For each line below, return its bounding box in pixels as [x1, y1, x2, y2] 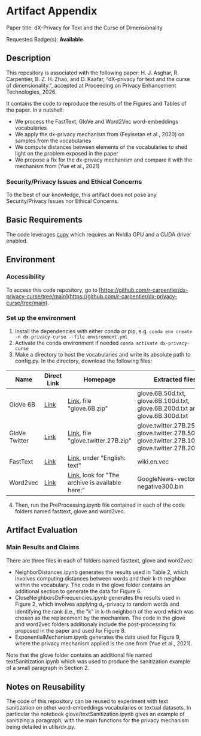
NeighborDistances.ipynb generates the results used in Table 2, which [14, 569, 188, 576]
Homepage [83, 375, 116, 384]
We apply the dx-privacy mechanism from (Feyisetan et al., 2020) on [14, 130, 185, 137]
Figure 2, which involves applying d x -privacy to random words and [14, 600, 179, 609]
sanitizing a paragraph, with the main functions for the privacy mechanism [6, 717, 190, 724]
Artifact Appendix [6, 4, 98, 18]
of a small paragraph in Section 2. [6, 665, 90, 672]
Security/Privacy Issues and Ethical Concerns [6, 177, 142, 186]
